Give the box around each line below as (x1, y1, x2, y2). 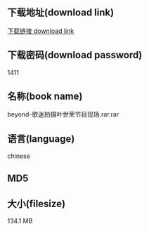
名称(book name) (7, 91, 83, 103)
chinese (7, 152, 30, 160)
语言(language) (7, 133, 75, 145)
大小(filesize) (7, 198, 65, 210)
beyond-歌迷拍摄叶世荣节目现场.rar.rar (7, 110, 119, 119)
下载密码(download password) (7, 49, 143, 61)
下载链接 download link (7, 27, 74, 35)
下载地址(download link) (7, 6, 115, 19)
